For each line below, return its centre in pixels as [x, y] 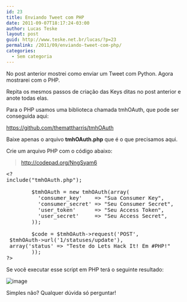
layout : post [22, 34]
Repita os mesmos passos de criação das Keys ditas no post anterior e [93, 91]
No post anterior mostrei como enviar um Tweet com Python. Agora [90, 73]
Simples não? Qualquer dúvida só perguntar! [61, 292]
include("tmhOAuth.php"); [44, 180]
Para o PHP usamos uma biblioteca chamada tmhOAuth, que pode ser [93, 109]
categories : [21, 51]
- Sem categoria [32, 56]
